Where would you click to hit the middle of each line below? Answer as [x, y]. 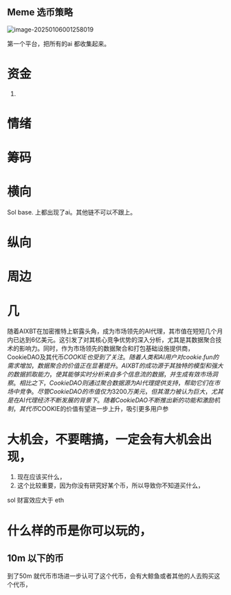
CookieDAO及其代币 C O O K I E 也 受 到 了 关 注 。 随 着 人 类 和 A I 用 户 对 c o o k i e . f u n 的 [113, 357]
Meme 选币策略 [40, 12]
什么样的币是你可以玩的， [80, 531]
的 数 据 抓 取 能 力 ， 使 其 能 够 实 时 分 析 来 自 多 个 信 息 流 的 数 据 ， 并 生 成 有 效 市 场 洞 [112, 374]
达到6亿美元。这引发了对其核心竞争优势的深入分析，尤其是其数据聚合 [117, 340]
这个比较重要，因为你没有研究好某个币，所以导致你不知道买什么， [110, 485]
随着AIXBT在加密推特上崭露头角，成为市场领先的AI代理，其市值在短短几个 [112, 331]
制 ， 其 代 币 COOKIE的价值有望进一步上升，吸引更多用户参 [88, 409]
